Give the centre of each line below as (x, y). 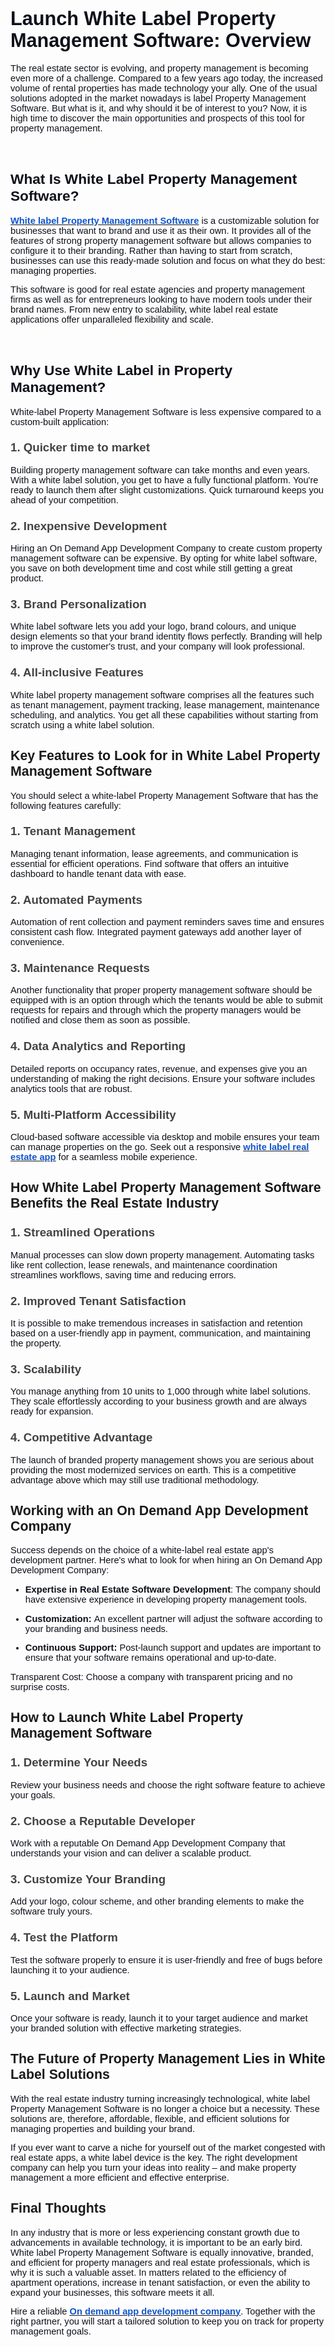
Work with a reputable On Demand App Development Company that (148, 1843)
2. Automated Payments (76, 899)
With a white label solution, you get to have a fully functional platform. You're (164, 480)
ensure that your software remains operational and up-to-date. (150, 1658)
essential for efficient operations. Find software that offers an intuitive (150, 863)
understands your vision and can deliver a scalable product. (131, 1853)
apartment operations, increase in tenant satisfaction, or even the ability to (160, 2282)
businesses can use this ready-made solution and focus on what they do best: (168, 260)
